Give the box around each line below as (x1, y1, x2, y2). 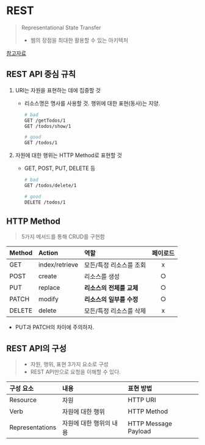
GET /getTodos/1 (24, 117, 66, 123)
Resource (9, 395, 37, 404)
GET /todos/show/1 (24, 123, 71, 129)
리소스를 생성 (84, 273, 120, 281)
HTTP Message (128, 419, 173, 428)
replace (38, 284, 60, 292)
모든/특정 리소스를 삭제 (84, 307, 146, 315)
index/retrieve (38, 260, 79, 269)
